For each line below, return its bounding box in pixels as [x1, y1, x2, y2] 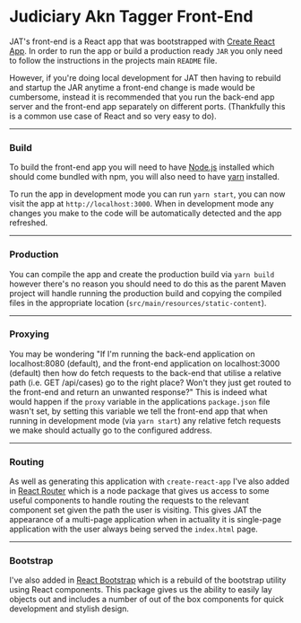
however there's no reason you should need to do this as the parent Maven [9, 278, 287, 289]
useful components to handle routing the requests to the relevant [9, 496, 249, 506]
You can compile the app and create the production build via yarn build [9, 268, 275, 279]
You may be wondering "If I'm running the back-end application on [9, 348, 255, 359]
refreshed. [9, 217, 48, 228]
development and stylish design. [9, 603, 130, 614]
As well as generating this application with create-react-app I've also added [9, 476, 289, 487]
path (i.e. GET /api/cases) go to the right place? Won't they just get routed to [9, 377, 292, 388]
